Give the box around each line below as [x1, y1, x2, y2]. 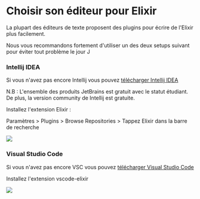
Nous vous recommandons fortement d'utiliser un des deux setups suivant [6, 42, 190, 49]
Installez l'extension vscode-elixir [6, 175, 88, 182]
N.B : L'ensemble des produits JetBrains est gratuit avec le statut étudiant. [6, 88, 189, 95]
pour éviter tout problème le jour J [6, 48, 91, 55]
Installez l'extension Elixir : [6, 106, 72, 113]
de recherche [6, 124, 39, 131]
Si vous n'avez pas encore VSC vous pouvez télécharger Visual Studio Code [6, 163, 194, 170]
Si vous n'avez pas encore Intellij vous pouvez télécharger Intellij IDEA [6, 76, 179, 84]
